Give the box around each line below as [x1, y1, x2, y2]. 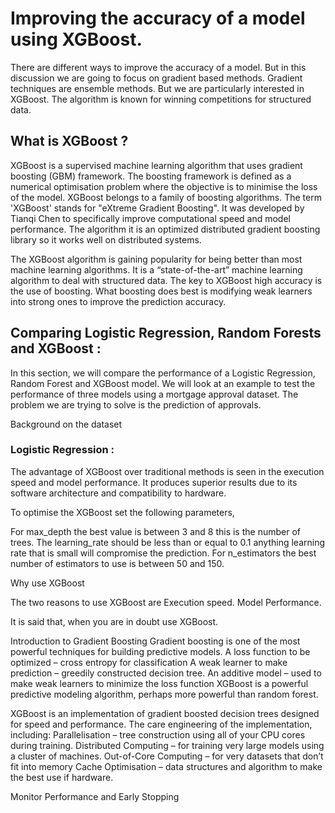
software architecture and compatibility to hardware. [10, 487, 227, 499]
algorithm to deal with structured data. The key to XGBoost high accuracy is [10, 274, 323, 286]
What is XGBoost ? [10, 133, 129, 150]
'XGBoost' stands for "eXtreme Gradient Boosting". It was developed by [10, 202, 305, 214]
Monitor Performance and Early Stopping [10, 790, 180, 802]
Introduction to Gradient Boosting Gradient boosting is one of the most [10, 635, 301, 647]
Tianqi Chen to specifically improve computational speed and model [10, 212, 291, 224]
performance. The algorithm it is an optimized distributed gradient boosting [10, 223, 321, 235]
